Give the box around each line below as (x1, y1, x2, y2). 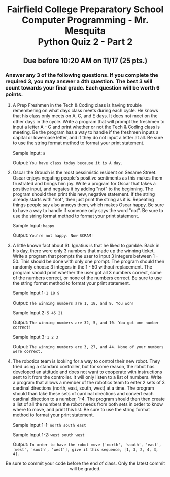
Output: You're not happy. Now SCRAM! (12, 232, 94, 238)
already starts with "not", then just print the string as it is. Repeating (12, 196, 154, 202)
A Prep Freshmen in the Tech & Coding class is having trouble (12, 102, 142, 108)
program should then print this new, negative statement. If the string (12, 191, 155, 197)
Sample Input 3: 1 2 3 (12, 334, 58, 340)
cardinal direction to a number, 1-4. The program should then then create (12, 396, 165, 402)
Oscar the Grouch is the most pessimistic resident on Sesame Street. (12, 169, 157, 175)
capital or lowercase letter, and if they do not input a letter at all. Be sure (12, 134, 163, 140)
